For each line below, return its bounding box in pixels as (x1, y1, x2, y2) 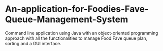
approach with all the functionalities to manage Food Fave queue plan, (5, 35, 148, 41)
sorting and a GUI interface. (5, 40, 62, 46)
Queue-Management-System (5, 14, 129, 25)
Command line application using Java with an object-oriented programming (5, 30, 159, 36)
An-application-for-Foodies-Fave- (5, 3, 149, 15)
